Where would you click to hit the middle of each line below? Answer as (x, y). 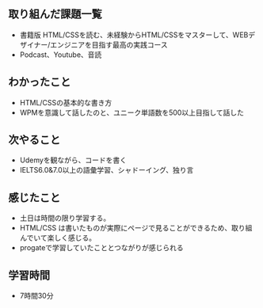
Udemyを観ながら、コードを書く (73, 160)
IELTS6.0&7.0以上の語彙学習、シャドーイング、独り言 (107, 170)
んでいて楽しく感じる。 (58, 238)
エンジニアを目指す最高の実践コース (109, 44)
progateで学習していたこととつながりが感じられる (101, 248)
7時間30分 (36, 296)
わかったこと (40, 82)
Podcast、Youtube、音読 (61, 55)
